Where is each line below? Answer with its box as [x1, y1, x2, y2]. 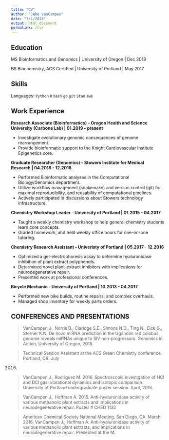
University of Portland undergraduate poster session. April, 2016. [22, 385, 153, 391]
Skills [11, 80, 28, 88]
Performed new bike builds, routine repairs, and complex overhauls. [18, 293, 154, 299]
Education [11, 43, 43, 52]
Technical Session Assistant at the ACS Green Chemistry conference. [22, 350, 163, 356]
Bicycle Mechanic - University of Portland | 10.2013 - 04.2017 [11, 283, 138, 289]
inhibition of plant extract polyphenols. [18, 259, 95, 264]
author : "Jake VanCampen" [11, 12, 63, 17]
